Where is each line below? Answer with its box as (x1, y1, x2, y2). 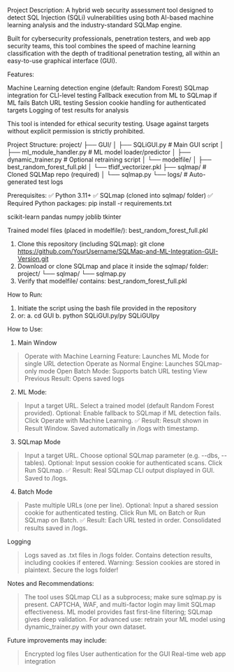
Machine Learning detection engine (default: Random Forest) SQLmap (7, 84, 210, 92)
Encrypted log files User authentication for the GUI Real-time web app (24, 650, 226, 658)
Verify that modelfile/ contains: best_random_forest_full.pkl (17, 277, 187, 285)
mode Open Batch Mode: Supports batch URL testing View (38, 367, 207, 375)
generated (7, 178, 37, 186)
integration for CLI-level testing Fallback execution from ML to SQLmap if (7, 91, 218, 99)
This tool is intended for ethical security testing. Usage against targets (7, 120, 210, 128)
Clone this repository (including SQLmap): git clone (17, 240, 165, 248)
